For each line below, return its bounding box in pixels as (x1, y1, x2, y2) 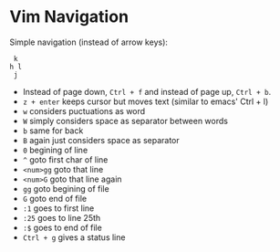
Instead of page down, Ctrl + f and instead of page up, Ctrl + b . (22, 86, 272, 97)
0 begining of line (22, 144, 88, 155)
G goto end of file (22, 193, 88, 204)
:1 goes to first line (22, 203, 95, 214)
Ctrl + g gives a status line (22, 231, 126, 243)
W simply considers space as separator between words (22, 115, 228, 126)
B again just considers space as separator (22, 134, 180, 145)
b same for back (22, 125, 84, 136)
